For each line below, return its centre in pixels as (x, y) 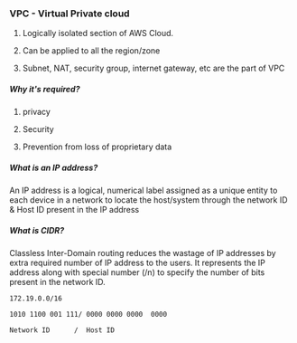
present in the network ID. (57, 282)
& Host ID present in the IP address (74, 210)
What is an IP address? (54, 167)
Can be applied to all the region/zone (91, 51)
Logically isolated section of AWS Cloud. (98, 33)
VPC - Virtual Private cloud (70, 14)
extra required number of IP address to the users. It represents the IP (138, 263)
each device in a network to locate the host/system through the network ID (148, 200)
